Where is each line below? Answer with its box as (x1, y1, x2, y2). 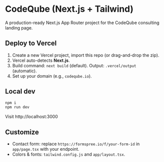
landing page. (5, 25, 33, 30)
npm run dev (5, 105, 29, 110)
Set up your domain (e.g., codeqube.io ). (12, 73, 92, 79)
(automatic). (12, 68, 37, 74)
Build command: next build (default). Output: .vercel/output (12, 62, 137, 68)
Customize (5, 128, 39, 136)
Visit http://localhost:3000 (5, 114, 58, 120)
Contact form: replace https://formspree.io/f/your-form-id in (12, 141, 140, 147)
